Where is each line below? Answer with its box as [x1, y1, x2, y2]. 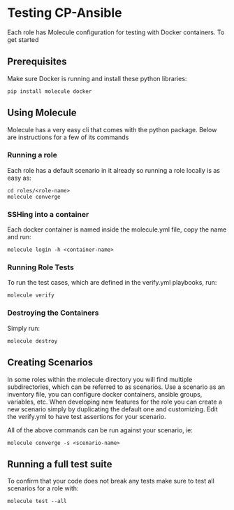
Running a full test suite [7, 458, 112, 470]
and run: [7, 233, 31, 241]
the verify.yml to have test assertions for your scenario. [7, 412, 166, 420]
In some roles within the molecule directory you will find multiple [7, 375, 193, 383]
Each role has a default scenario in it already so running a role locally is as [7, 166, 220, 174]
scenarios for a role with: [7, 484, 79, 493]
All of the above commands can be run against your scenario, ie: [7, 425, 193, 434]
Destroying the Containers [7, 308, 99, 318]
